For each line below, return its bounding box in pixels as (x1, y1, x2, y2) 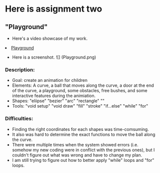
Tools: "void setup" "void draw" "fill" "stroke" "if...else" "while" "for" (12, 103, 148, 109)
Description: (5, 66, 35, 73)
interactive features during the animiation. (12, 93, 96, 99)
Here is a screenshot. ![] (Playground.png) (12, 54, 96, 60)
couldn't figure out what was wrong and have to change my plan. (12, 152, 142, 158)
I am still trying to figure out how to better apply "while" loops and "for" (12, 157, 154, 163)
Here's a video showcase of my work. (12, 35, 88, 41)
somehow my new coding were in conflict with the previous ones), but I (12, 147, 155, 153)
